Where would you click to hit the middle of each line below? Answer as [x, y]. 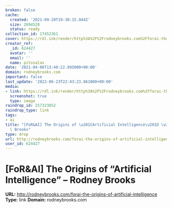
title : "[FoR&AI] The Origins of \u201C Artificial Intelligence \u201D [82, 125]
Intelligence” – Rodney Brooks [70, 180]
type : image [23, 101]
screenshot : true [28, 96]
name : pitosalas [27, 63]
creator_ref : [19, 44]
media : [12, 86]
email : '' [20, 58]
